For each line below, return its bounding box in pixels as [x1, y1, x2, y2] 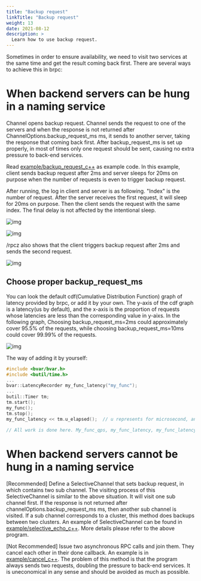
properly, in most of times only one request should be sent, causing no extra [6, 145, 194, 152]
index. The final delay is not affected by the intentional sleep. [6, 206, 157, 214]
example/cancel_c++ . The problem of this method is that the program [6, 556, 178, 563]
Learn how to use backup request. [11, 37, 98, 43]
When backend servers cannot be [6, 448, 178, 461]
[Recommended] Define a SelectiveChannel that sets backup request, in [6, 480, 184, 487]
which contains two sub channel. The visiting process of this [6, 487, 156, 494]
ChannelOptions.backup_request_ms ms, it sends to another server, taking [6, 132, 190, 139]
